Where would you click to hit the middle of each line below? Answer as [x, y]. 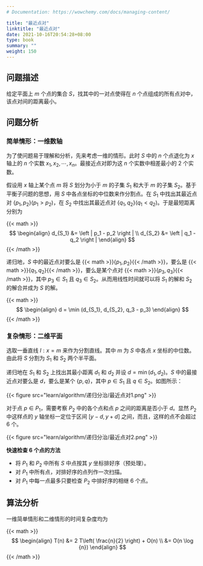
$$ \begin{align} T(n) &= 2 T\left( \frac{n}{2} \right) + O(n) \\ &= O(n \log [102, 540]
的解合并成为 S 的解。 [34, 287]
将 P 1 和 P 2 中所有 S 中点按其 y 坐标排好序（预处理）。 [82, 464]
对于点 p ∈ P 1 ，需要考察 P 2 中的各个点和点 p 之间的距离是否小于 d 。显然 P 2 [101, 409]
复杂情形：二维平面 [34, 336]
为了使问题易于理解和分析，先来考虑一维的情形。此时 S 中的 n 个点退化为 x [100, 156]
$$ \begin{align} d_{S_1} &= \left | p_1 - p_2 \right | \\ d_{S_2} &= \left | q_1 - [102, 233]
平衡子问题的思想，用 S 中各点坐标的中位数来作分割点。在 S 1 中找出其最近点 [102, 194]
